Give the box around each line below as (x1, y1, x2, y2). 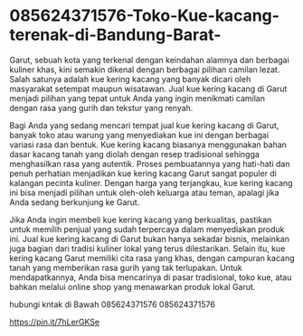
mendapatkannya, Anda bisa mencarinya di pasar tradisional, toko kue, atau (9, 272, 292, 283)
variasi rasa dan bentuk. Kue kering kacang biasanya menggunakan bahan (9, 139, 288, 150)
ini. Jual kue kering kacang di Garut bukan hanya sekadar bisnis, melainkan (9, 233, 289, 244)
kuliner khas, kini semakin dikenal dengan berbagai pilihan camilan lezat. (9, 64, 280, 75)
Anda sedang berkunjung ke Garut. (9, 196, 140, 208)
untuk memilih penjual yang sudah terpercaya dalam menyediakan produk (9, 223, 285, 235)
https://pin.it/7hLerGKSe (9, 316, 100, 327)
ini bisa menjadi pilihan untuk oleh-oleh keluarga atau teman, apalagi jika (9, 187, 279, 198)
